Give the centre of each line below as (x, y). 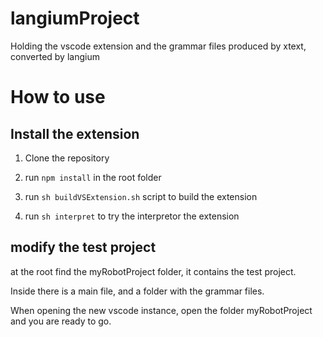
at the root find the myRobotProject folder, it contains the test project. (153, 271)
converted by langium (55, 56)
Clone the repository (67, 158)
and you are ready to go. (61, 321)
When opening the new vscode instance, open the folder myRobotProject (161, 310)
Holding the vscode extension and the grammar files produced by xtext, (158, 46)
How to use (58, 97)
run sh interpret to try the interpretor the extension (132, 216)
